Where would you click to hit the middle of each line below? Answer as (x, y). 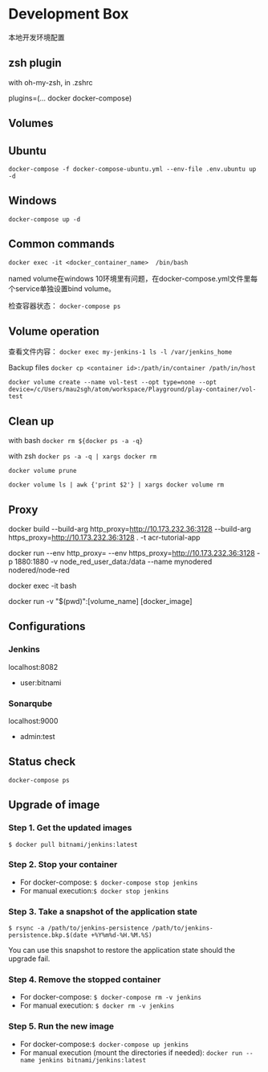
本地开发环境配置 (37, 37)
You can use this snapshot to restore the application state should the (122, 951)
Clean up (31, 421)
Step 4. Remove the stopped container (85, 980)
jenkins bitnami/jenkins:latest (92, 1060)
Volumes (31, 123)
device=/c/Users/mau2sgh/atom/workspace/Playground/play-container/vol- (132, 390)
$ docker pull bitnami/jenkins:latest (73, 844)
